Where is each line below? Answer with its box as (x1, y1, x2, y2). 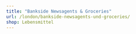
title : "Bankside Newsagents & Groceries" (6, 8, 112, 14)
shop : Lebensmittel (6, 19, 54, 25)
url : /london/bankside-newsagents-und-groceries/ (6, 14, 131, 20)
